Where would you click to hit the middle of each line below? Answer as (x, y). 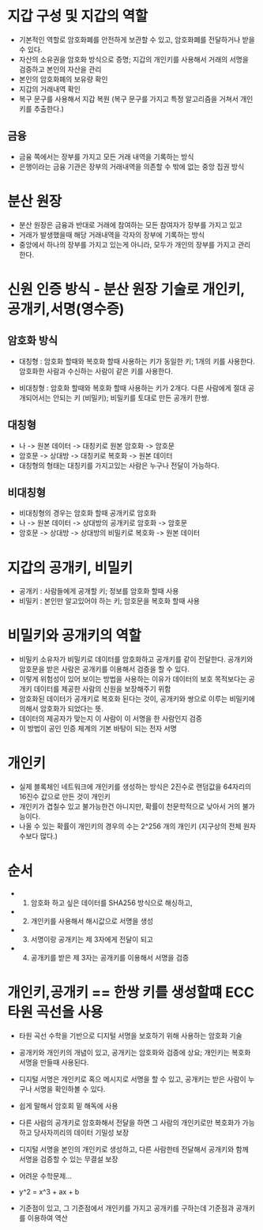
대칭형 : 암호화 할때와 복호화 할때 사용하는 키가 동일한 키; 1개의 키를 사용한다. (137, 361)
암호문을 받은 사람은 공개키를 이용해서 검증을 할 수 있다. (104, 670)
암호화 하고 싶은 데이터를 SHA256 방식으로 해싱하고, (111, 903)
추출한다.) (49, 108)
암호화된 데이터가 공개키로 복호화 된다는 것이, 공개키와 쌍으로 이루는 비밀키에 (137, 699)
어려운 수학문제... (45, 1176)
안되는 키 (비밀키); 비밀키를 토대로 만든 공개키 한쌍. (131, 398)
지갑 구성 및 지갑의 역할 (78, 16)
